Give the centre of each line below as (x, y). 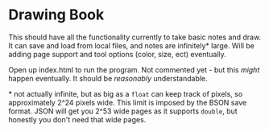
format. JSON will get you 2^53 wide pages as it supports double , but (123, 111)
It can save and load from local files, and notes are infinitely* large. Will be (132, 45)
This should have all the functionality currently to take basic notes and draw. (135, 37)
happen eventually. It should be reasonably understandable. (108, 78)
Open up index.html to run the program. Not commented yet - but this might (134, 69)
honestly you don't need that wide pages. (77, 119)
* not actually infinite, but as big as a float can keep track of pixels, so (126, 93)
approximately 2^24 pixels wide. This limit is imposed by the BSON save (128, 102)
